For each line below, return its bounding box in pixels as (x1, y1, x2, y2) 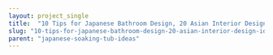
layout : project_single (8, 11, 89, 20)
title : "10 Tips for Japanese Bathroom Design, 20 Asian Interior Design (8, 19, 267, 27)
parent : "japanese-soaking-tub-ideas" (8, 34, 140, 43)
